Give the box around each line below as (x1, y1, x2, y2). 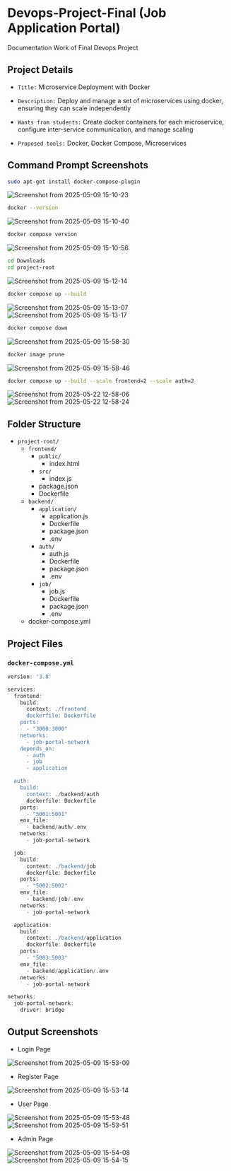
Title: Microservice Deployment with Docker (17, 83, 150, 91)
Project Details (7, 64, 73, 76)
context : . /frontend (25, 706, 87, 713)
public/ (38, 453, 61, 460)
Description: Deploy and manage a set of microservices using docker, (17, 96, 224, 105)
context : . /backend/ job (25, 863, 97, 870)
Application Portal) (7, 20, 121, 36)
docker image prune (7, 351, 65, 358)
